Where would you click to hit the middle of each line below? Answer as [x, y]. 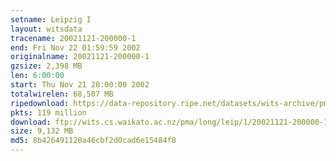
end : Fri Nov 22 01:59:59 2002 [75, 47]
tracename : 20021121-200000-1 [73, 38]
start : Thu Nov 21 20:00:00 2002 [80, 85]
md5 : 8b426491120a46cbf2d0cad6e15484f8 [93, 141]
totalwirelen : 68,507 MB [62, 94]
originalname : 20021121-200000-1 [80, 57]
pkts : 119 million [48, 112]
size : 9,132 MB [42, 131]
